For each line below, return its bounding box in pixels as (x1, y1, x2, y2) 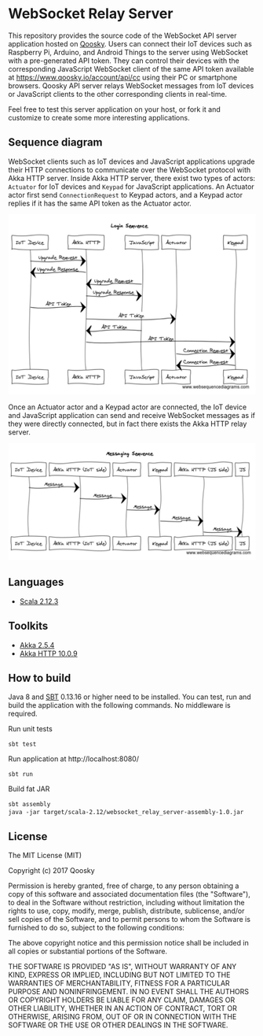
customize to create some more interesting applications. (8, 113, 190, 122)
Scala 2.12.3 (19, 596, 59, 606)
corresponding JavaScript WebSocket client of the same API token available (8, 64, 254, 73)
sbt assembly (8, 801, 51, 808)
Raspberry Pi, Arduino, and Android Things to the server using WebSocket (8, 47, 249, 57)
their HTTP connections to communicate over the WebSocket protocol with (8, 165, 251, 174)
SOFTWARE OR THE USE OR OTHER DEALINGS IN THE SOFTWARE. (8, 1020, 228, 1030)
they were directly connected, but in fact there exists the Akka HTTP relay (8, 419, 247, 428)
